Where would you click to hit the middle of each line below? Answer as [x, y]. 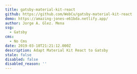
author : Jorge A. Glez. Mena [35, 23]
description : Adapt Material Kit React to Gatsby [57, 50]
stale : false [18, 55]
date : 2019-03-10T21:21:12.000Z [38, 46]
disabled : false [22, 59]
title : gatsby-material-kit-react [40, 9]
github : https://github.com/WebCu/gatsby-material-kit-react [69, 14]
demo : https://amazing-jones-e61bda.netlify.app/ [57, 18]
